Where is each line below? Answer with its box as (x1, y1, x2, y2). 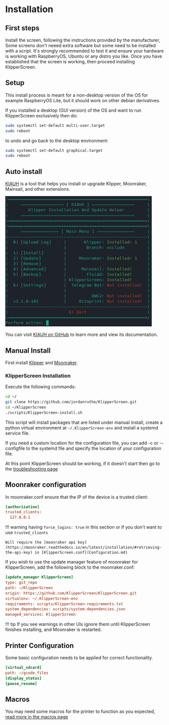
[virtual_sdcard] (5, 665, 42, 670)
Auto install (5, 167, 42, 176)
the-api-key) (5, 550, 33, 555)
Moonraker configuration (5, 481, 87, 489)
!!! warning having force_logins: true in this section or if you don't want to (5, 524, 162, 530)
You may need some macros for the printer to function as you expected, (5, 708, 155, 714)
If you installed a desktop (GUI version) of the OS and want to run (5, 107, 142, 113)
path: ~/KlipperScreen (5, 585, 53, 590)
